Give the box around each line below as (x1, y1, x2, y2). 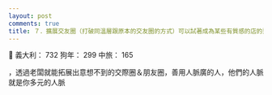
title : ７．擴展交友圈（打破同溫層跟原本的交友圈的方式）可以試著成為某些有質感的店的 (8, 27, 263, 35)
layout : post (8, 11, 53, 20)
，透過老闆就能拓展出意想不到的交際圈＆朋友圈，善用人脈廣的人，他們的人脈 (8, 67, 264, 77)
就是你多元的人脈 (8, 78, 66, 88)
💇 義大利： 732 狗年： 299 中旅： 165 (8, 50, 134, 60)
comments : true (8, 19, 60, 28)
